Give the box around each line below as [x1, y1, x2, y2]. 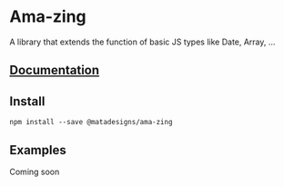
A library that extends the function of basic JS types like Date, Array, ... [9, 36, 276, 47]
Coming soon [9, 166, 60, 177]
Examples [9, 142, 66, 158]
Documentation [9, 63, 100, 78]
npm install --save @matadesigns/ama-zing [9, 118, 173, 127]
